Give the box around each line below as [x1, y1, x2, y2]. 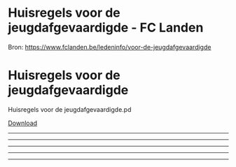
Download [8, 119, 38, 127]
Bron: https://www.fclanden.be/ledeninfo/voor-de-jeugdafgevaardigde [8, 43, 211, 51]
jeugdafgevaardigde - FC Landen [8, 20, 204, 36]
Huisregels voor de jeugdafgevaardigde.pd [8, 105, 132, 113]
